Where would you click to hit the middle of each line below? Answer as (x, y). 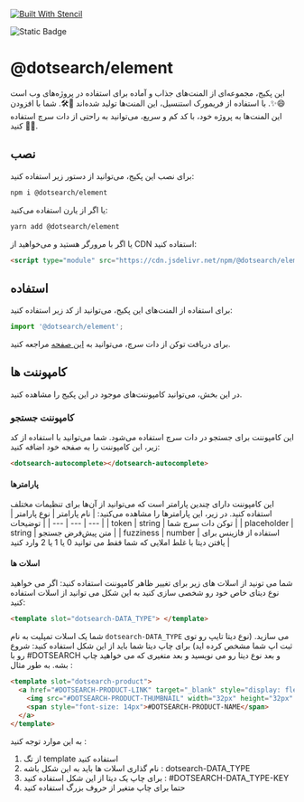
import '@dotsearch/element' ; (67, 327)
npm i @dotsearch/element (59, 193)
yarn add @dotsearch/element (65, 226)
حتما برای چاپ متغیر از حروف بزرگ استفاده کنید (104, 788)
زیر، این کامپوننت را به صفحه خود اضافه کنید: (85, 447)
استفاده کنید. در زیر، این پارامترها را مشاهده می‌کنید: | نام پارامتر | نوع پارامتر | (142, 514)
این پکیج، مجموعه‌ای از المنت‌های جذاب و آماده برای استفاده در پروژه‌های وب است (147, 93)
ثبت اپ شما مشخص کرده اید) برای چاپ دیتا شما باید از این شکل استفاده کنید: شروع (152, 646)
